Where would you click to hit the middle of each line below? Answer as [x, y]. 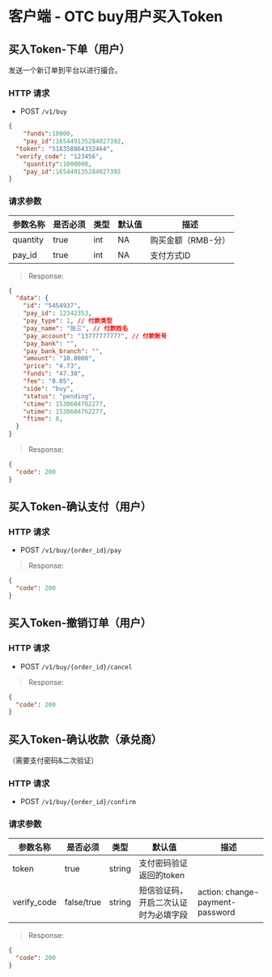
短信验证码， [164, 890]
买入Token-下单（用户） [70, 49]
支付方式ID [170, 255]
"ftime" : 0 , [43, 419]
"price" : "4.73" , [52, 366]
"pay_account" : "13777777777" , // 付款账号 [95, 336]
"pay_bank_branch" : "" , [63, 351]
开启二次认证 [164, 902]
